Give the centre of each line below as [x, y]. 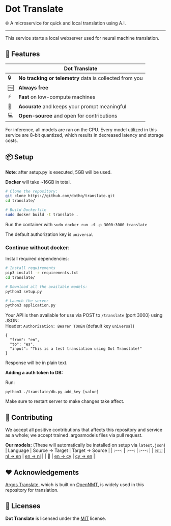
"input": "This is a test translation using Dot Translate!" [76, 349]
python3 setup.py [24, 292]
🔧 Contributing [29, 417]
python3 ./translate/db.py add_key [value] [52, 392]
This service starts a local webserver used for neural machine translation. [82, 38]
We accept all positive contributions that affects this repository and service [84, 430]
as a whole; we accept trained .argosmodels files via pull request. [74, 435]
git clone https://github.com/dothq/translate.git [60, 196]
